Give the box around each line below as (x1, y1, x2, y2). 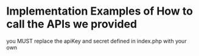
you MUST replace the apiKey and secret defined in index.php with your (6, 37, 187, 44)
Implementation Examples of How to (6, 4, 194, 18)
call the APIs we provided (6, 17, 138, 31)
